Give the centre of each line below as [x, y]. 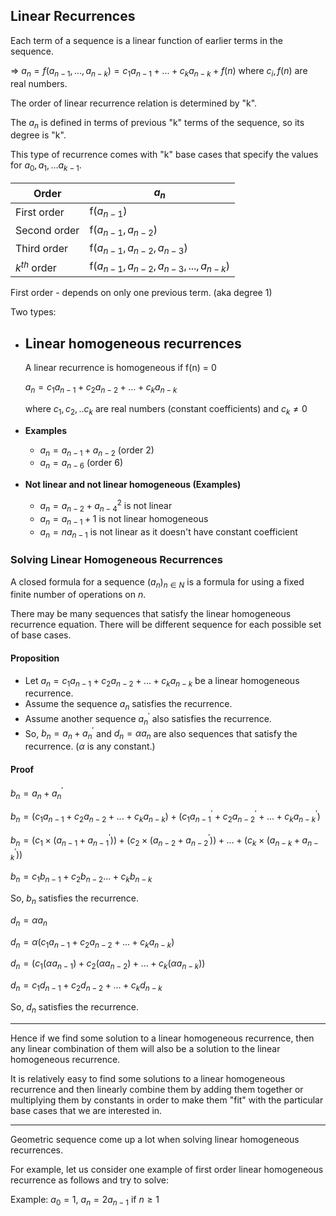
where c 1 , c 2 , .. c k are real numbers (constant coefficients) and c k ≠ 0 [166, 409]
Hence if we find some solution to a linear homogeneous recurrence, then [162, 1038]
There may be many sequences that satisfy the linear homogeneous [151, 614]
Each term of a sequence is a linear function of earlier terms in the [146, 40]
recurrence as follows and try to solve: [89, 1180]
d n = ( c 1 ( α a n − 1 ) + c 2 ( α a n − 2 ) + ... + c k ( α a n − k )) [108, 964]
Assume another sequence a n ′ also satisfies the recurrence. [148, 719]
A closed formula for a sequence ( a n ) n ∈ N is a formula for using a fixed [157, 582]
